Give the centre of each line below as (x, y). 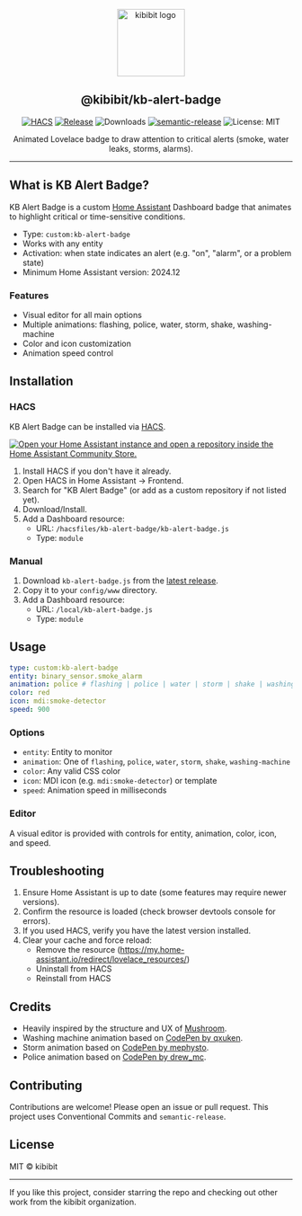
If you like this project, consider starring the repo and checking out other (144, 1192)
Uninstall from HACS (74, 969)
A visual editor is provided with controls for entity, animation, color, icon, (143, 833)
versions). (41, 902)
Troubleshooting (57, 870)
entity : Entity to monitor (67, 752)
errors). (36, 921)
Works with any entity (62, 244)
